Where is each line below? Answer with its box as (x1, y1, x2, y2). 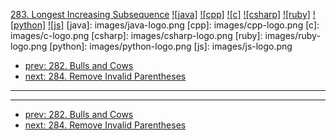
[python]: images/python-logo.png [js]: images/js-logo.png (49, 40, 293, 52)
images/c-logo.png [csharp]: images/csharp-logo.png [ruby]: (10, 30, 263, 41)
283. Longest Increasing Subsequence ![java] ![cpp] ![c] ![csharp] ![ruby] (10, 9, 311, 20)
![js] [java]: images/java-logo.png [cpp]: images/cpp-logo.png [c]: (48, 19, 320, 31)
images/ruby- (264, 30, 321, 41)
